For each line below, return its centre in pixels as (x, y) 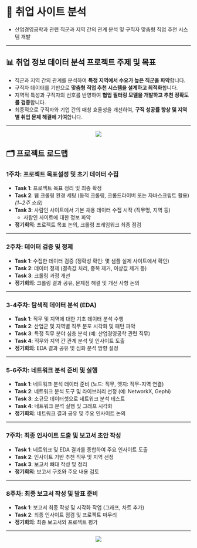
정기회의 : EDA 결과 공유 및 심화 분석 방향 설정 (66, 348)
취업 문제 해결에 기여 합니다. (52, 117)
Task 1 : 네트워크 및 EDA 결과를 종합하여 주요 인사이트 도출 (81, 450)
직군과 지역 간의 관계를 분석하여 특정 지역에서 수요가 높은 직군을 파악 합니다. (100, 80)
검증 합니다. (33, 102)
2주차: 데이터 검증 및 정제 (40, 247)
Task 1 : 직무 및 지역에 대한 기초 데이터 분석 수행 (69, 319)
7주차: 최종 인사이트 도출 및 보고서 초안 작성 (64, 435)
